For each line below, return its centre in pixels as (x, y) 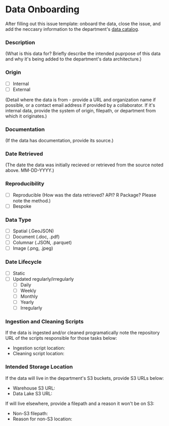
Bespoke (22, 206)
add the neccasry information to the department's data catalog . (72, 29)
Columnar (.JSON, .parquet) (42, 243)
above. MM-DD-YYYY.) (30, 170)
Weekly (28, 291)
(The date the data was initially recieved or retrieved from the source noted (84, 165)
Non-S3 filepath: (30, 413)
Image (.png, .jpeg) (33, 248)
